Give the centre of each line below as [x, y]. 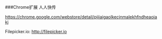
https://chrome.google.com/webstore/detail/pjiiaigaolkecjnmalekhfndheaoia [81, 17]
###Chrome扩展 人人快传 [30, 7]
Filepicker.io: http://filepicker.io [36, 31]
